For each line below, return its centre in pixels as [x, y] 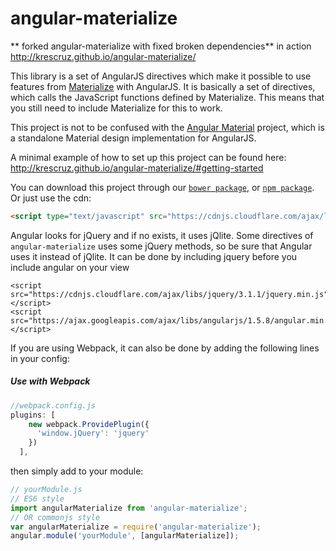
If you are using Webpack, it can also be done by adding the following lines [165, 348]
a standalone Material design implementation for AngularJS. [133, 138]
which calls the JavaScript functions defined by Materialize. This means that [167, 97]
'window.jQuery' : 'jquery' [93, 433]
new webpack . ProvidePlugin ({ [89, 424]
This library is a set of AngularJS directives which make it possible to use [161, 76]
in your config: [40, 358]
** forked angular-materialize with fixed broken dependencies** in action [161, 46]
